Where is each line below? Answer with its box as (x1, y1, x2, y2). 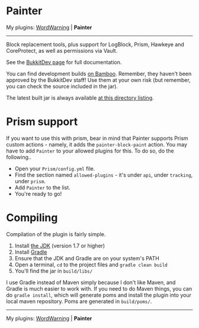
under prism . (14, 177, 46, 184)
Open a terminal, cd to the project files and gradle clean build (14, 261, 168, 268)
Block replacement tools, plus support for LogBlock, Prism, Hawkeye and (6, 40, 185, 48)
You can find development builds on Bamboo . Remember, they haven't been (6, 70, 192, 77)
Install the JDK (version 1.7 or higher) (14, 242, 105, 249)
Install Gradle (14, 248, 47, 256)
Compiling (6, 211, 58, 225)
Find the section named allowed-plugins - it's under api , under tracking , (14, 171, 193, 179)
